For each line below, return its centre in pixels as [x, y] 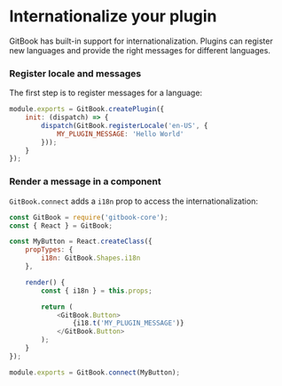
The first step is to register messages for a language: [106, 93]
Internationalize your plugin [113, 16]
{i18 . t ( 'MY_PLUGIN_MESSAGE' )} [128, 323]
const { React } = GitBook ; [61, 225]
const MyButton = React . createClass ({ [81, 242]
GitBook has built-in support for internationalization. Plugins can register [141, 41]
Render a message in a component [85, 181]
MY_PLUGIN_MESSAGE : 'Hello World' [120, 134]
